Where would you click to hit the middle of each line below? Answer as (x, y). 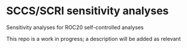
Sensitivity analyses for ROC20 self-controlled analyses (75, 27)
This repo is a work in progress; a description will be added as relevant (93, 39)
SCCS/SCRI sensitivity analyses (88, 11)
